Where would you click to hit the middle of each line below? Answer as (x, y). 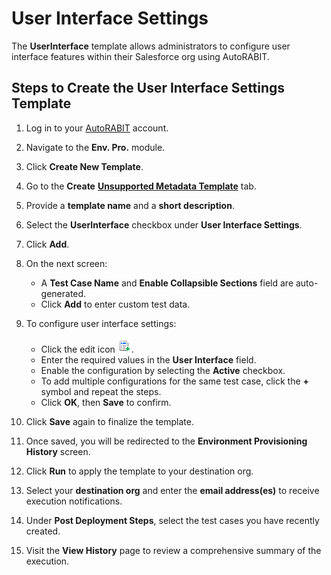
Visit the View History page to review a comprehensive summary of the (173, 550)
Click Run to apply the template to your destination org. (139, 471)
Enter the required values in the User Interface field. (148, 359)
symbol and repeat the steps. (101, 391)
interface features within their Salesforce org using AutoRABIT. (140, 56)
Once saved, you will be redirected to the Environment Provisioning (166, 441)
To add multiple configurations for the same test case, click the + (175, 381)
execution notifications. (74, 501)
